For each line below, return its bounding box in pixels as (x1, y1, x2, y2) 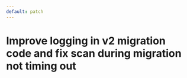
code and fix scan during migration (6, 47, 182, 60)
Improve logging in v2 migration (6, 34, 166, 47)
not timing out (6, 59, 77, 73)
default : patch (6, 8, 44, 15)
